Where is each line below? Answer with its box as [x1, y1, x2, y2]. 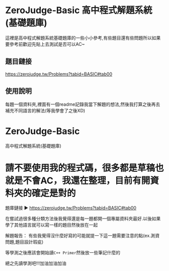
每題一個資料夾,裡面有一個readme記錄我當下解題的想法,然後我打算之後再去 [5, 101, 160, 107]
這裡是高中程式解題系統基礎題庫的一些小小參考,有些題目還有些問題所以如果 [5, 35, 161, 41]
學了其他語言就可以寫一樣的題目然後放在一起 [5, 222, 98, 228]
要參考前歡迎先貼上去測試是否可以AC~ [5, 41, 85, 47]
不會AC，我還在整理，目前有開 [23, 175, 150, 186]
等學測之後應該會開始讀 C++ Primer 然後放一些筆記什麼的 [5, 250, 121, 256]
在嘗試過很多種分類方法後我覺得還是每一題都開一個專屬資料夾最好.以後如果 [5, 216, 161, 222]
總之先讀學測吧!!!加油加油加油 [5, 260, 67, 266]
